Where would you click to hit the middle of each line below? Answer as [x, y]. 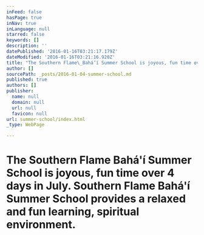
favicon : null [29, 114]
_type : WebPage [25, 125]
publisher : [20, 91]
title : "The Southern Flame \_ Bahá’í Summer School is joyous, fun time [99, 63]
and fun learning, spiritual [73, 212]
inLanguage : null [28, 29]
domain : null [28, 102]
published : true [27, 80]
